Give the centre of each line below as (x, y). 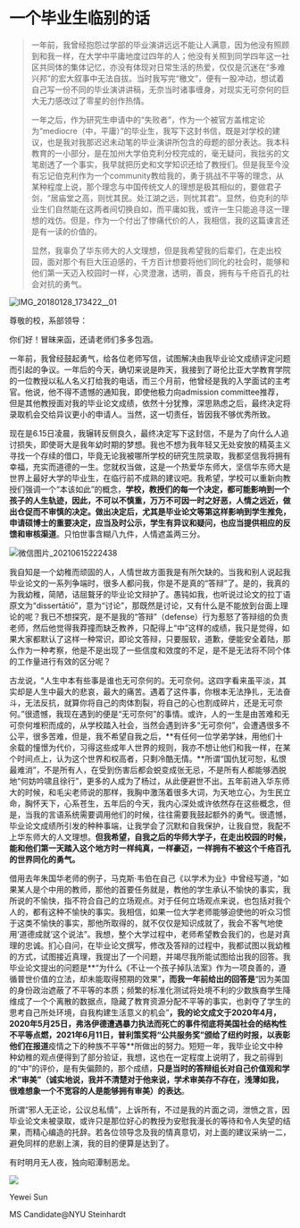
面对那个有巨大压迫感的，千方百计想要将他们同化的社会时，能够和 (168, 261)
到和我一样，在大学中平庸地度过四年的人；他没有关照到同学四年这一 (156, 55)
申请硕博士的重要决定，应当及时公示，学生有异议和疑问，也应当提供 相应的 (146, 522)
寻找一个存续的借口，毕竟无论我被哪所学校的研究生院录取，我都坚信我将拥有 (150, 455)
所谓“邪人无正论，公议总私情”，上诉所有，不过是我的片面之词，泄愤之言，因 (150, 1109)
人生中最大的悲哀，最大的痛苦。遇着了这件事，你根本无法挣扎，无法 (158, 691)
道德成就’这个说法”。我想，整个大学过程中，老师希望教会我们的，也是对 (151, 934)
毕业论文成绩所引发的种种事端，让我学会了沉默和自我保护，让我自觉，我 (142, 826)
